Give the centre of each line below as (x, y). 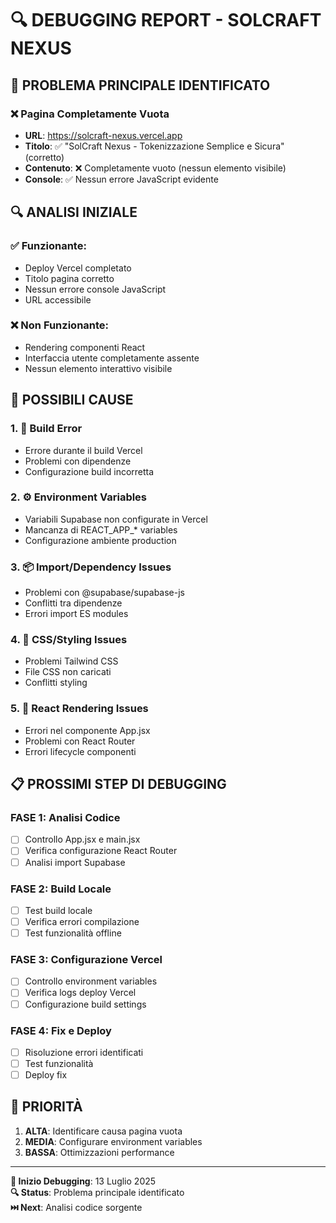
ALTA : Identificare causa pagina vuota (103, 1131)
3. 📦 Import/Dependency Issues (91, 567)
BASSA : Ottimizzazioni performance (99, 1152)
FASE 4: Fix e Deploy (61, 1030)
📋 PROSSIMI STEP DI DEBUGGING (118, 784)
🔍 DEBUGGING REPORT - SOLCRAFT (166, 20)
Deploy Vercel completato (78, 268)
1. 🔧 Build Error (46, 429)
